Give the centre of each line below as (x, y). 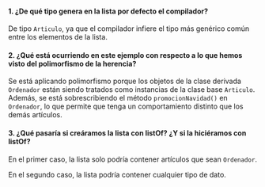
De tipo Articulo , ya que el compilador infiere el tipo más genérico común (129, 29)
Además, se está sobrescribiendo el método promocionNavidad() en (118, 98)
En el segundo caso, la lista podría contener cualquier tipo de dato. (117, 174)
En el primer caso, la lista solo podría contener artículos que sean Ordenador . (133, 159)
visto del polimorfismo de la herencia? (72, 63)
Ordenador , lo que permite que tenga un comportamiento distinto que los (126, 106)
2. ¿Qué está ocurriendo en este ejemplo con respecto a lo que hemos (125, 55)
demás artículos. (35, 115)
